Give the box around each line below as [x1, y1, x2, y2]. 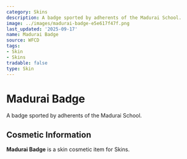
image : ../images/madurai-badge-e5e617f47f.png [6, 20, 130, 26]
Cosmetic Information [6, 129, 92, 140]
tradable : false [6, 60, 48, 66]
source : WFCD [6, 37, 40, 43]
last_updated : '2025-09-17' [6, 26, 78, 32]
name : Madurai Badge [6, 32, 59, 38]
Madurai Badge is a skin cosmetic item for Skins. [6, 146, 130, 153]
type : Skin [6, 65, 34, 72]
